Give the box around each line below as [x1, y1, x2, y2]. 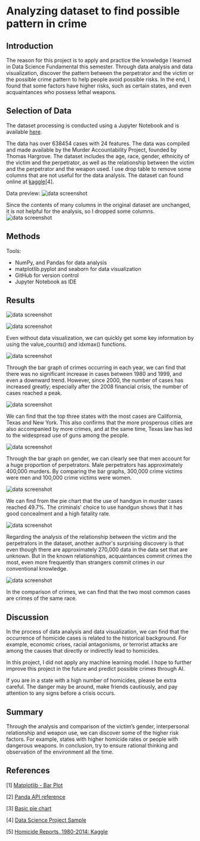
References [6, 765, 50, 776]
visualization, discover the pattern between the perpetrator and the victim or [6, 70, 194, 76]
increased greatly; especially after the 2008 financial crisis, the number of [6, 383, 188, 390]
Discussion [6, 612, 49, 622]
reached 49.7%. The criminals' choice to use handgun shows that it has [6, 504, 183, 511]
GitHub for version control [14, 272, 79, 279]
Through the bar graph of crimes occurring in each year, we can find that [6, 364, 186, 371]
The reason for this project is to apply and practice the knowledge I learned [6, 57, 192, 64]
